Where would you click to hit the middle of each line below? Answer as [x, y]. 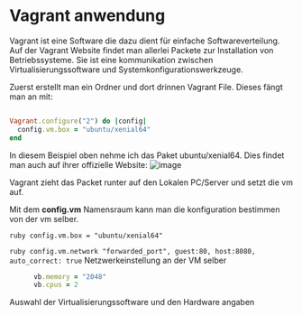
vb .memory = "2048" [69, 276]
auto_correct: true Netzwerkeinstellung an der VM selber [118, 260]
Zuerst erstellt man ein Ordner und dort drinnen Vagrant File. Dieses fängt [146, 87]
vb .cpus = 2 [55, 285]
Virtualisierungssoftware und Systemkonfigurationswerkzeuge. [126, 70]
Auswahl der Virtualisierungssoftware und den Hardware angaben [132, 302]
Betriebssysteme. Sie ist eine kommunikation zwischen [111, 60]
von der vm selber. [44, 218]
